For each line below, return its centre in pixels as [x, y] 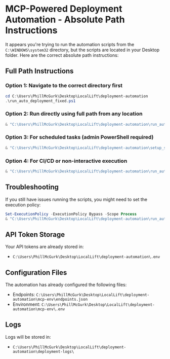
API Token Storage [35, 235]
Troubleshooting [32, 187]
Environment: [26, 304]
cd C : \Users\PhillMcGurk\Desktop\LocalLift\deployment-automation [77, 96]
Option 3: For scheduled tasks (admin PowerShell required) [79, 137]
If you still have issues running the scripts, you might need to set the [76, 199]
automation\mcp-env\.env [39, 309]
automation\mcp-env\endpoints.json [50, 300]
